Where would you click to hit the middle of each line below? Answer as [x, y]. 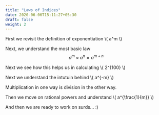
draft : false [19, 19]
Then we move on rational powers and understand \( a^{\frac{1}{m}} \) [79, 97]
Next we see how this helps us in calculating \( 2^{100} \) [65, 67]
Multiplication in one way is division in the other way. [61, 87]
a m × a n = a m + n [86, 57]
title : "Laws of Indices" [33, 10]
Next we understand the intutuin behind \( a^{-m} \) [59, 77]
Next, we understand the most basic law [48, 49]
